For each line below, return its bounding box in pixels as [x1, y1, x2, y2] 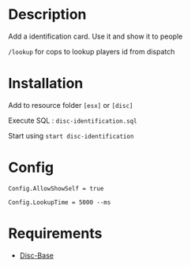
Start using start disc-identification [8, 131, 134, 140]
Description [8, 6, 87, 24]
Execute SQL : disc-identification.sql [8, 116, 137, 125]
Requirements [8, 224, 103, 242]
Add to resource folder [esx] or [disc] [8, 100, 133, 109]
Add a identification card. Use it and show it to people [8, 32, 183, 41]
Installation [8, 75, 84, 92]
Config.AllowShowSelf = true [8, 184, 104, 192]
